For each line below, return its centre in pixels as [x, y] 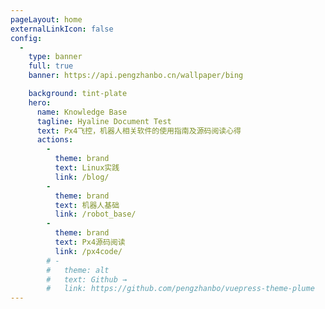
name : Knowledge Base [82, 112]
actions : [55, 140]
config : [26, 38]
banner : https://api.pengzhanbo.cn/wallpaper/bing [136, 76]
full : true [51, 66]
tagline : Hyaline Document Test [104, 121]
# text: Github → [87, 279]
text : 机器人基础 [87, 205]
